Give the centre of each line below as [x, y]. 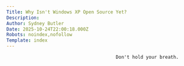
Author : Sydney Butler [35, 23]
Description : [23, 18]
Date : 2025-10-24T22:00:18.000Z [47, 29]
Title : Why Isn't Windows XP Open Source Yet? [67, 12]
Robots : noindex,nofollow [39, 35]
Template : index [27, 40]
